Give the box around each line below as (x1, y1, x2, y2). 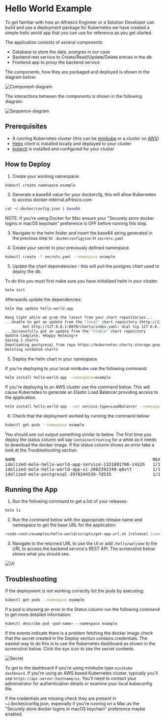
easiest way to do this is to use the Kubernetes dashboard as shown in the (5, 640, 156, 646)
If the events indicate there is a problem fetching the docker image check (5, 630, 153, 636)
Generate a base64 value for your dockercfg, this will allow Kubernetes (12, 192, 156, 198)
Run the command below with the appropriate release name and (12, 517, 142, 523)
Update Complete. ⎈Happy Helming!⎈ (5, 333, 78, 338)
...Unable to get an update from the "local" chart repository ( (5, 319, 141, 324)
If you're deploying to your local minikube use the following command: (5, 365, 147, 371)
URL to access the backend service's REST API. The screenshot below (12, 546, 156, 552)
